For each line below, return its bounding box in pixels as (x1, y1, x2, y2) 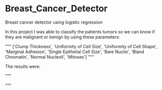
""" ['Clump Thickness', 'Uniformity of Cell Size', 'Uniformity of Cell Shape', (5, 43, 158, 49)
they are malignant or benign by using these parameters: (5, 34, 120, 40)
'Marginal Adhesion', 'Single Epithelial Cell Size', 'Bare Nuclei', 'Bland (5, 49, 144, 55)
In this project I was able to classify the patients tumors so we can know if (5, 29, 155, 34)
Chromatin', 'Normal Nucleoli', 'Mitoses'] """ (5, 54, 95, 60)
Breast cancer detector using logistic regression (5, 19, 103, 25)
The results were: (5, 63, 41, 69)
